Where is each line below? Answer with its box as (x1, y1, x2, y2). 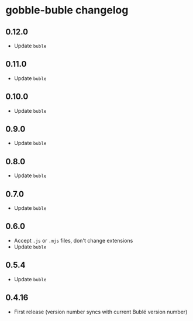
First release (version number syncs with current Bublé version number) (13, 308, 188, 315)
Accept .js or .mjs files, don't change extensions (13, 237, 133, 244)
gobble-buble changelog (5, 4, 129, 17)
